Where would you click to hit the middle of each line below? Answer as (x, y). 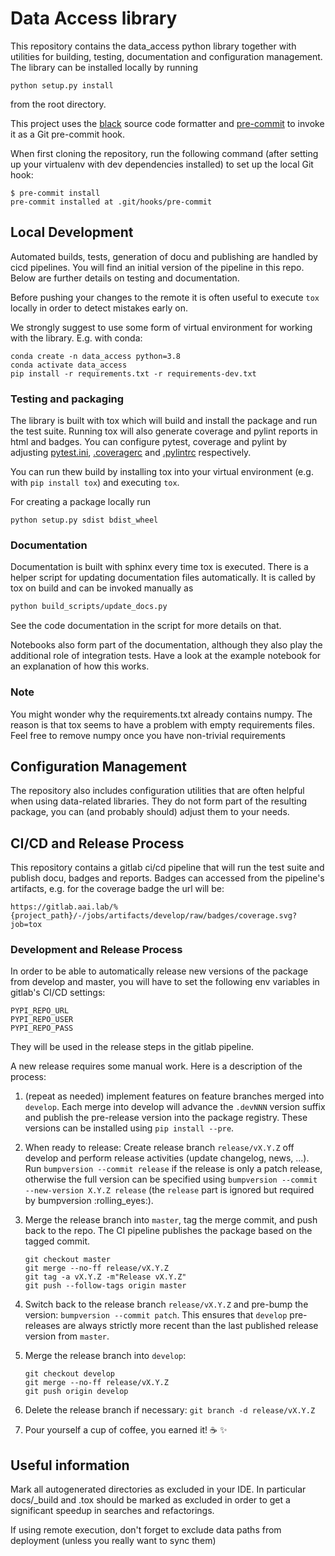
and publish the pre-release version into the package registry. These (166, 1118)
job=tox (26, 925)
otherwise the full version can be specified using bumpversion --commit (171, 1179)
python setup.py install (62, 85)
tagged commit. (57, 1241)
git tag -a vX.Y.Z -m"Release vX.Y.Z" (105, 1277)
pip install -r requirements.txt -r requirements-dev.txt (133, 373)
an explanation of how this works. (80, 666)
